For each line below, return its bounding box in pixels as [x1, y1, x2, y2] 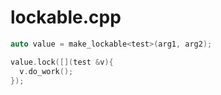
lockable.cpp [10, 6, 122, 29]
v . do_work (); [19, 66, 74, 76]
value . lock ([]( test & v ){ [10, 57, 114, 67]
